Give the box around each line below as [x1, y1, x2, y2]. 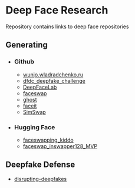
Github [14, 58, 35, 66]
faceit [22, 102, 37, 109]
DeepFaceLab [22, 83, 57, 90]
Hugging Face [14, 123, 55, 131]
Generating [5, 40, 48, 50]
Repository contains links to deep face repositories [5, 23, 129, 30]
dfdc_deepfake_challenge [22, 77, 86, 84]
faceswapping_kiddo [22, 136, 74, 143]
